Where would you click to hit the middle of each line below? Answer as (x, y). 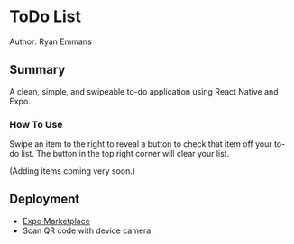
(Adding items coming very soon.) (73, 171)
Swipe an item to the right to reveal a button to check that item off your (141, 144)
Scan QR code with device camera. (87, 230)
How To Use (36, 124)
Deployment (45, 199)
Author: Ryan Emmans (51, 41)
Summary (37, 70)
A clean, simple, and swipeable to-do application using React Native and (144, 91)
